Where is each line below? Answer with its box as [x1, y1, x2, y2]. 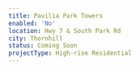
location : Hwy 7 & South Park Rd [8, 27, 121, 35]
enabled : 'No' [8, 19, 57, 27]
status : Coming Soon [8, 42, 78, 50]
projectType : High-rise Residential [8, 49, 132, 57]
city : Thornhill [8, 34, 63, 43]
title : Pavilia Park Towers [8, 11, 104, 20]
